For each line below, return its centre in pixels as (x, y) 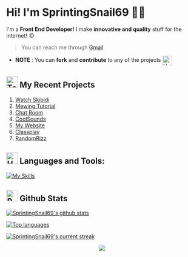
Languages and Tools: (62, 161)
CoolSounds (31, 119)
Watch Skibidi (32, 99)
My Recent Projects (57, 85)
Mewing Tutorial (35, 106)
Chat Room (29, 112)
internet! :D (20, 35)
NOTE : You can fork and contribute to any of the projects (88, 60)
